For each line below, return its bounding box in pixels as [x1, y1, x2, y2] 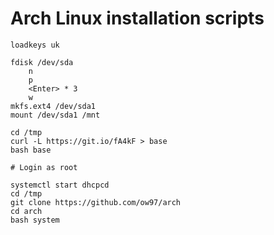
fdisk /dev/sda [10, 57, 74, 67]
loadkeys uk [10, 40, 60, 50]
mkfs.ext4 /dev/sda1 [10, 101, 97, 111]
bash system [10, 215, 60, 225]
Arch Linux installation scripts [10, 7, 265, 30]
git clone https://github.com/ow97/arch [10, 197, 182, 207]
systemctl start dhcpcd [10, 180, 110, 190]
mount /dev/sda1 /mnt [10, 110, 101, 120]
